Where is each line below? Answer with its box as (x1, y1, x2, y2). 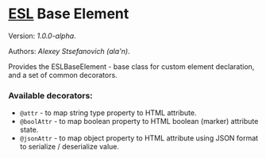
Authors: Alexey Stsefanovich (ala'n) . (8, 46, 130, 56)
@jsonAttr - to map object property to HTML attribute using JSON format (19, 133, 259, 143)
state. (19, 125, 39, 135)
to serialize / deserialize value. (19, 142, 120, 152)
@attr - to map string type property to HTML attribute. (19, 108, 197, 118)
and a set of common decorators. (8, 70, 118, 79)
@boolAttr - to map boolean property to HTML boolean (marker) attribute (19, 117, 259, 126)
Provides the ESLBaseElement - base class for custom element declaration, (8, 61, 255, 71)
